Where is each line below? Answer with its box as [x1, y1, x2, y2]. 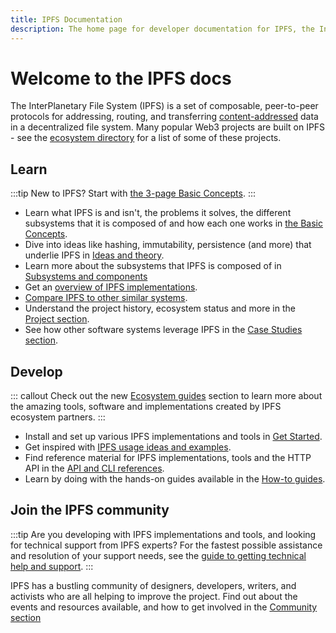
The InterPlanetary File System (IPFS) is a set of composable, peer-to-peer [10, 100, 319, 112]
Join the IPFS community [10, 502, 170, 519]
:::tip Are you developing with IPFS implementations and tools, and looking [10, 528, 317, 540]
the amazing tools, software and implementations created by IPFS [10, 401, 282, 413]
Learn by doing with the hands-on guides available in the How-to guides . [24, 473, 326, 485]
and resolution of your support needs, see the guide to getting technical [10, 549, 307, 561]
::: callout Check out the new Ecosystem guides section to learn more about [10, 390, 323, 402]
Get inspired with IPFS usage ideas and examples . [24, 441, 232, 453]
